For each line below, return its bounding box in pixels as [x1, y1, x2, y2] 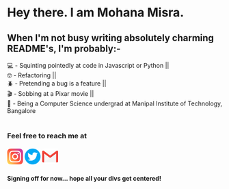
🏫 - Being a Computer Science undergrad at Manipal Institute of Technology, [7, 99, 223, 108]
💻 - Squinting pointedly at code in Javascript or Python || [7, 62, 170, 69]
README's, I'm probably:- [7, 42, 121, 54]
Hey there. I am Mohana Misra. [7, 5, 185, 21]
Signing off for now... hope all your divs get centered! [7, 174, 162, 182]
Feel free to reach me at [7, 131, 87, 140]
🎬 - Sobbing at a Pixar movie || [7, 90, 94, 97]
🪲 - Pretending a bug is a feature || [7, 79, 107, 87]
